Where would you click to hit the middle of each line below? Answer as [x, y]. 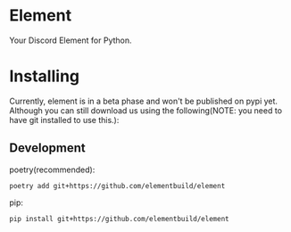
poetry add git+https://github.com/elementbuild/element [117, 186]
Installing [45, 76]
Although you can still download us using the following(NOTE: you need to [146, 110]
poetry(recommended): [52, 170]
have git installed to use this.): [64, 120]
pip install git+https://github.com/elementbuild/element [119, 219]
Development [48, 148]
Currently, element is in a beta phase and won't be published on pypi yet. [144, 101]
